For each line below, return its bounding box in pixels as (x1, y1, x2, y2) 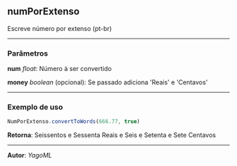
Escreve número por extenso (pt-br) (7, 24, 112, 32)
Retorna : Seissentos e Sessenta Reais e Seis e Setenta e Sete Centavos (7, 131, 217, 139)
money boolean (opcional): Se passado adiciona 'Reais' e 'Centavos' (7, 78, 208, 87)
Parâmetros (7, 49, 48, 58)
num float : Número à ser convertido (7, 65, 112, 73)
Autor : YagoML (7, 151, 53, 160)
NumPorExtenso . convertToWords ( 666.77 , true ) (7, 118, 140, 125)
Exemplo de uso (7, 102, 63, 112)
